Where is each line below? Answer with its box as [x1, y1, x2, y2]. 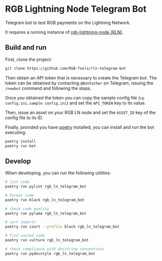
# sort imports [5, 220, 36, 225]
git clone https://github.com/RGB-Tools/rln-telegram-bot [5, 66, 126, 71]
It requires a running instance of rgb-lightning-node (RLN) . [5, 29, 124, 35]
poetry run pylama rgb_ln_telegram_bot [5, 211, 87, 216]
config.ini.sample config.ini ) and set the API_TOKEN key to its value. [5, 100, 146, 106]
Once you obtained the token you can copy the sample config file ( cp [5, 95, 145, 101]
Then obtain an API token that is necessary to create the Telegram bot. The [5, 75, 157, 80]
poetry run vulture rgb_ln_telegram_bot [5, 238, 89, 243]
